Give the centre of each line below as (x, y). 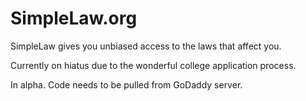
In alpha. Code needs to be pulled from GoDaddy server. (126, 84)
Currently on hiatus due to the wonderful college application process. (153, 65)
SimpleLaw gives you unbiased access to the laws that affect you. (146, 46)
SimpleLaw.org (74, 18)
